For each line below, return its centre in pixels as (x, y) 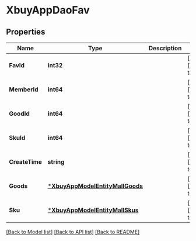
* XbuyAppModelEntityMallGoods (95, 186)
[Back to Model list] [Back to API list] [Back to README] (73, 232)
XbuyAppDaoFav (48, 10)
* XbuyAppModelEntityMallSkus (93, 210)
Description (165, 48)
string (56, 162)
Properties (26, 32)
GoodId (20, 113)
